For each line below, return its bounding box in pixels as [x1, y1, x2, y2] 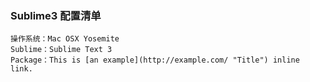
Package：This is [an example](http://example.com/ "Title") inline [10, 55, 300, 66]
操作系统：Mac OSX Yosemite [10, 34, 120, 44]
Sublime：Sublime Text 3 [10, 45, 113, 55]
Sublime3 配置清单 [10, 8, 102, 22]
